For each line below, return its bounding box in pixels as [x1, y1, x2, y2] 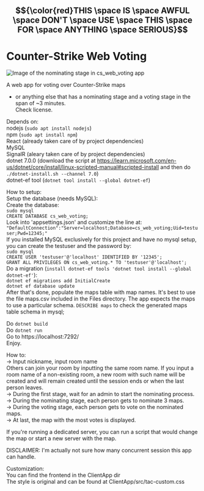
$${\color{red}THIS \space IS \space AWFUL [15, 6, 191, 16]
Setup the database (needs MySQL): [6, 195, 98, 202]
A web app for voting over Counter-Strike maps [6, 81, 126, 89]
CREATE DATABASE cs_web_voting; [6, 213, 89, 220]
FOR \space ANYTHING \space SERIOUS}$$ [17, 24, 188, 35]
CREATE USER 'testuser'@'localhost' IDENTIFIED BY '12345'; [6, 254, 163, 260]
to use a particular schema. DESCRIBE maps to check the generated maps [6, 302, 188, 309]
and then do [160, 163, 191, 171]
